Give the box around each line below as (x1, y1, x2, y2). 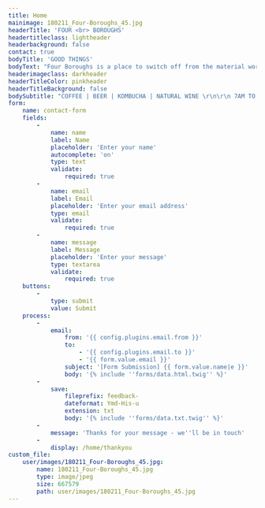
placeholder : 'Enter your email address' (50, 202, 189, 210)
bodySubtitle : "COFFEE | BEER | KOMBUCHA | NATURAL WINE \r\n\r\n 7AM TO (8, 92, 256, 100)
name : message (50, 239, 97, 247)
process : (22, 312, 51, 320)
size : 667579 (36, 480, 80, 488)
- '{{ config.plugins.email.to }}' (78, 348, 196, 357)
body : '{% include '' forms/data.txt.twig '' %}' (64, 414, 224, 422)
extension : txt (64, 407, 114, 415)
